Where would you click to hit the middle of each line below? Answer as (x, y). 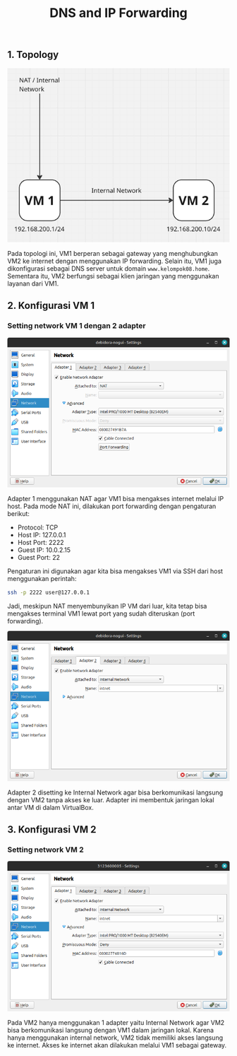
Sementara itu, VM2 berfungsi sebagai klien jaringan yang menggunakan (113, 276)
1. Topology (33, 55)
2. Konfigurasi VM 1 (51, 306)
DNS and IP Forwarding (119, 13)
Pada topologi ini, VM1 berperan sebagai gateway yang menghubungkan (113, 253)
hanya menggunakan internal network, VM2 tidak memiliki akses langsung (115, 1038)
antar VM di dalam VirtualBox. (50, 807)
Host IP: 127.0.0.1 (42, 535)
